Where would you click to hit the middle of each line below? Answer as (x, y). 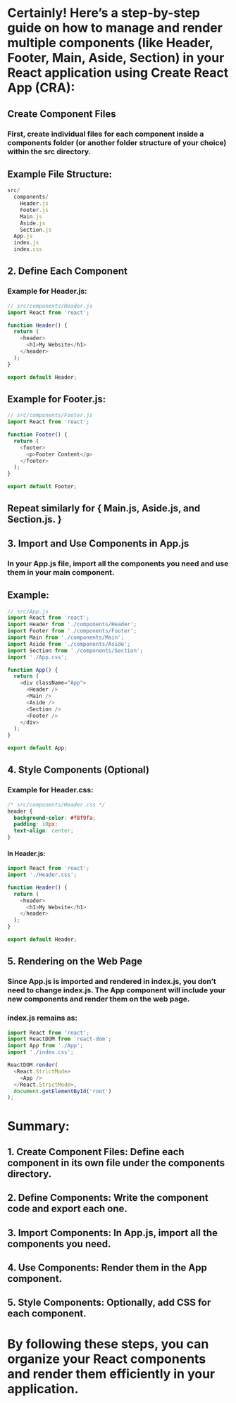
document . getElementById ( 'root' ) (63, 1091)
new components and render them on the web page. (99, 999)
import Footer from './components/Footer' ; (72, 631)
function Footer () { (38, 435)
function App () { (33, 670)
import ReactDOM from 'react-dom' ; (60, 1039)
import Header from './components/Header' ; (72, 625)
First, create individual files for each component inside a (106, 134)
